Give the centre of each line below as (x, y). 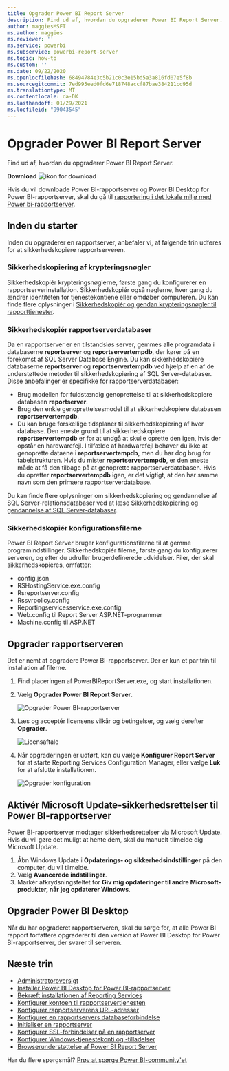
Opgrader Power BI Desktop (68, 911)
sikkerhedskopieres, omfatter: (50, 565)
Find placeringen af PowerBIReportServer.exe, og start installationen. (115, 681)
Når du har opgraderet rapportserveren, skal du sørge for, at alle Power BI (112, 928)
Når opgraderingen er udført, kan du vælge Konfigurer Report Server (116, 756)
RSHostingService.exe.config (59, 585)
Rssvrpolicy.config (43, 601)
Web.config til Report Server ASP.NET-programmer (90, 615)
